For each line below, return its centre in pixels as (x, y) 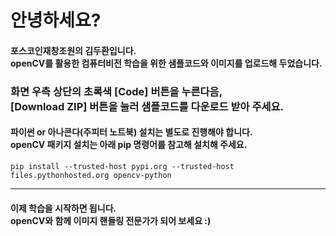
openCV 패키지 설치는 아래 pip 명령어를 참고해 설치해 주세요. (129, 145)
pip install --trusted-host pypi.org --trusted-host (122, 166)
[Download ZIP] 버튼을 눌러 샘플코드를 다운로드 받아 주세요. (147, 106)
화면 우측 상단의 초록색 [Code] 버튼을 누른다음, (116, 91)
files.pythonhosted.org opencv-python (91, 175)
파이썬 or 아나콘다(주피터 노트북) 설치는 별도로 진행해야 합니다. (131, 132)
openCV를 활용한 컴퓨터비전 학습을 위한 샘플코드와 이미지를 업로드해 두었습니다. (166, 63)
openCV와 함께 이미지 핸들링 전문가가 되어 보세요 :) (111, 220)
